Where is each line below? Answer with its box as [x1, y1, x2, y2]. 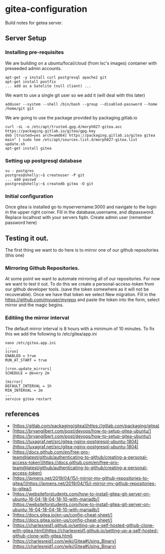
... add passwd [5, 177, 36, 182]
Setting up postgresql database [5, 157, 82, 164]
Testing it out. [5, 234, 49, 242]
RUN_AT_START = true [5, 358, 48, 363]
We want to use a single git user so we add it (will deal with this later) [5, 92, 145, 98]
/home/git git [5, 106, 34, 111]
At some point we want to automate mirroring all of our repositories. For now [5, 276, 160, 282]
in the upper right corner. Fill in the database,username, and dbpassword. [5, 209, 155, 215]
